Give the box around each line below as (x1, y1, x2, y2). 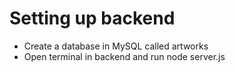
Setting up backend (9, 7, 176, 30)
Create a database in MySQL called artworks (23, 40, 209, 52)
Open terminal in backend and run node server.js (23, 50, 226, 62)
